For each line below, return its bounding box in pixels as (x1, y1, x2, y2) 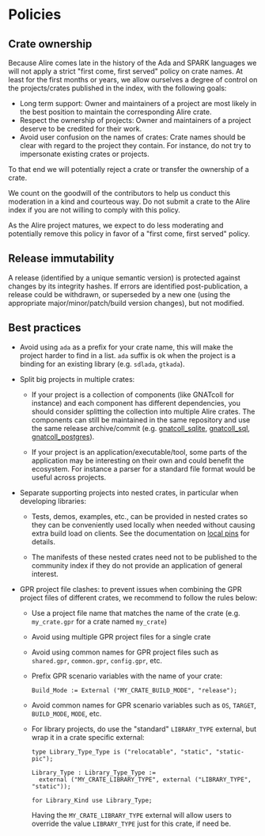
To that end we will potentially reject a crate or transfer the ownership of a (8, 165, 249, 174)
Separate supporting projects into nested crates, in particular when (19, 487, 239, 497)
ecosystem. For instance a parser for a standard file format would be (31, 464, 256, 473)
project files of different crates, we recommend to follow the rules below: (19, 593, 258, 602)
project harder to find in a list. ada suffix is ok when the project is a (19, 350, 236, 360)
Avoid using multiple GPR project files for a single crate (31, 632, 211, 641)
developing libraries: (19, 496, 87, 506)
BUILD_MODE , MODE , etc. (31, 708, 102, 718)
